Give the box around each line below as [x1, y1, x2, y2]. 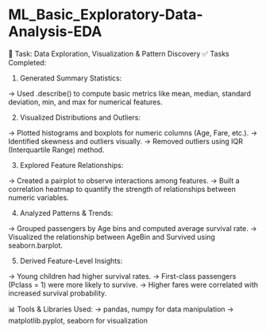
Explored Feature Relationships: [19, 160, 124, 170]
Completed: [8, 57, 47, 67]
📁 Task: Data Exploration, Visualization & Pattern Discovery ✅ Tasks [8, 49, 229, 58]
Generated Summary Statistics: [19, 73, 122, 83]
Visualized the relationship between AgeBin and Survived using [8, 232, 216, 241]
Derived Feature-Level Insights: [19, 256, 123, 265]
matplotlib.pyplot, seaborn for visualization [8, 315, 148, 325]
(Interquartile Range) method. [8, 145, 105, 155]
